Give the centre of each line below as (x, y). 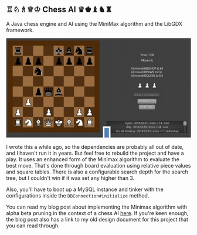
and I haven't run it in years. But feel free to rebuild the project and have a (95, 153)
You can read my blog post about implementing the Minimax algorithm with (97, 207)
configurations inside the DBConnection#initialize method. (78, 195)
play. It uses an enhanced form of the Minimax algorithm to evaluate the (93, 159)
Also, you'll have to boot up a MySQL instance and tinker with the (85, 189)
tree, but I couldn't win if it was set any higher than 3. (70, 178)
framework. (20, 30)
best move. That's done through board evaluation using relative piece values (98, 165)
